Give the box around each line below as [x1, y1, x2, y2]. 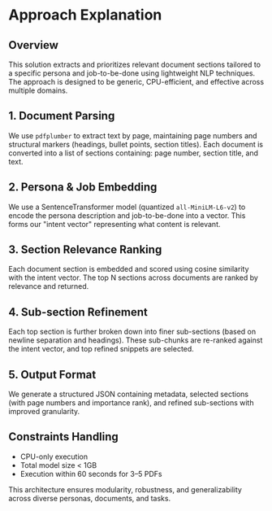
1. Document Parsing [8, 109, 115, 123]
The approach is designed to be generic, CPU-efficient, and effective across [8, 77, 265, 86]
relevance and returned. [8, 282, 89, 291]
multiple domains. [8, 85, 68, 95]
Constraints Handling [8, 430, 119, 444]
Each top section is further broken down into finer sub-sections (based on [8, 327, 257, 337]
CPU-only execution [19, 452, 89, 461]
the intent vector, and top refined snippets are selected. [8, 344, 195, 354]
